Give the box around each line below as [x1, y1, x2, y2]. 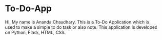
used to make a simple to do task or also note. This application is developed [5, 24, 158, 30]
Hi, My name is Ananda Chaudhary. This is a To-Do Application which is [5, 19, 150, 25]
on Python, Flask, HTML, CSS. [5, 29, 66, 35]
